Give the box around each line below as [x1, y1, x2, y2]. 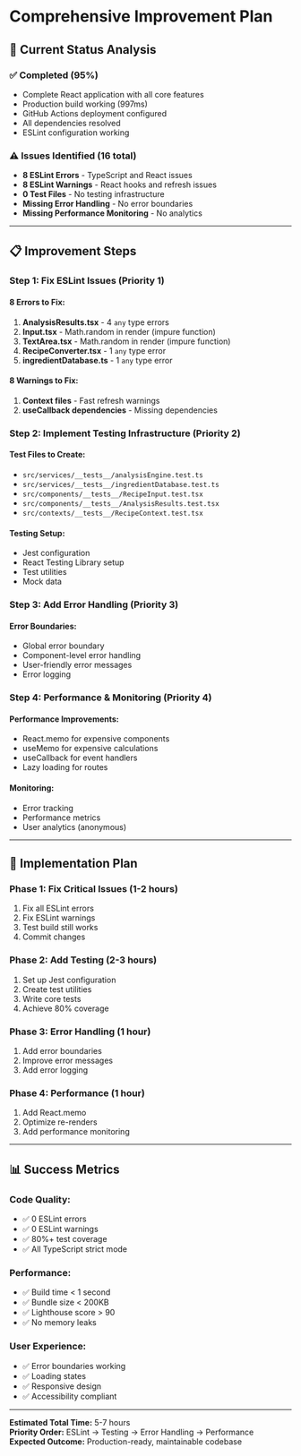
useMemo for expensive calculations [21, 743, 159, 754]
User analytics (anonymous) [21, 821, 127, 832]
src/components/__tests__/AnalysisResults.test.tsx [21, 500, 219, 509]
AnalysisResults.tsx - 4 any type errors [21, 316, 170, 328]
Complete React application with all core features [21, 89, 204, 99]
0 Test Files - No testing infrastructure [21, 189, 165, 200]
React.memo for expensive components [21, 733, 170, 744]
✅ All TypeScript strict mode [21, 1243, 128, 1255]
